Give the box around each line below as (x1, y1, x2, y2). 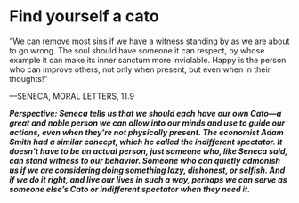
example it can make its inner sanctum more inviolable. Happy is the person (9, 54, 287, 65)
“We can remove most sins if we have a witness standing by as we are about (9, 36, 290, 46)
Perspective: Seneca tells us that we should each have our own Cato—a (9, 108, 282, 118)
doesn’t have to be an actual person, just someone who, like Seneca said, (9, 145, 288, 157)
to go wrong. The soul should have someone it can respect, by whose (9, 45, 265, 55)
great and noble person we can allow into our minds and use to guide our (9, 118, 286, 128)
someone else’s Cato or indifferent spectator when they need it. (9, 183, 251, 194)
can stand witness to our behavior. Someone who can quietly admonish (9, 155, 281, 166)
